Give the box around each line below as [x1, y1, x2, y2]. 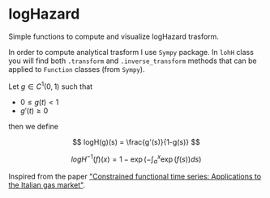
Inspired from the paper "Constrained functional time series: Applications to [8, 171, 262, 182]
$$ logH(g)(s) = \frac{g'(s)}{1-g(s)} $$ [72, 137, 200, 146]
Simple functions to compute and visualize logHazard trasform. [8, 32, 219, 41]
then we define [8, 121, 59, 131]
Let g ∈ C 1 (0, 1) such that [8, 80, 93, 91]
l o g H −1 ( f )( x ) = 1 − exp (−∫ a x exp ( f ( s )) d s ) [71, 153, 202, 166]
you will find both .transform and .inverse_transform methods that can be [8, 56, 257, 65]
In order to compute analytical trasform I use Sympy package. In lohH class [8, 47, 254, 57]
